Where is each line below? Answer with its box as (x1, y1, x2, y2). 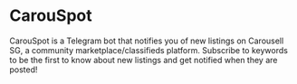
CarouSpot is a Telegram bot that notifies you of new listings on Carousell (9, 35, 284, 46)
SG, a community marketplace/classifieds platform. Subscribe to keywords (9, 44, 288, 55)
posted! (9, 64, 38, 75)
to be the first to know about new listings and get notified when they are (9, 54, 278, 65)
